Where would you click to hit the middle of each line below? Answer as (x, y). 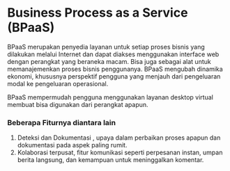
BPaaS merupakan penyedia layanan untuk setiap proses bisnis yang (106, 47)
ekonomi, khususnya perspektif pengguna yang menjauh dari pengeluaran (114, 76)
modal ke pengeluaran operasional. (58, 83)
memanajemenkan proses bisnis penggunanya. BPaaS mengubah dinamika (115, 69)
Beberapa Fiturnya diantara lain (62, 122)
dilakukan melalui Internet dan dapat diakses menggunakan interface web (113, 54)
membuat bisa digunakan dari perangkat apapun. (78, 104)
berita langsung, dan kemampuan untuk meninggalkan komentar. (110, 160)
